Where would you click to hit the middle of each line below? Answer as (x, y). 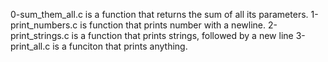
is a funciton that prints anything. (120, 46)
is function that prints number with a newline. (173, 25)
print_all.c (30, 46)
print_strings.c (40, 35)
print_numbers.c (44, 25)
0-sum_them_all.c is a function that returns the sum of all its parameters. (159, 14)
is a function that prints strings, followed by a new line (182, 35)
